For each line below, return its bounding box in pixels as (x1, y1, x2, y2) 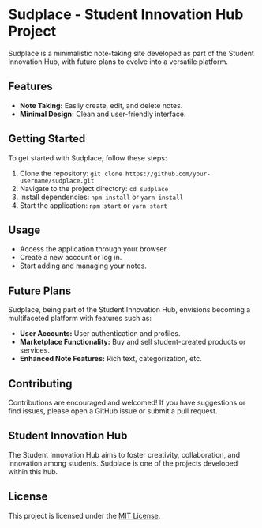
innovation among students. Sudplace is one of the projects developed (8, 458, 238, 468)
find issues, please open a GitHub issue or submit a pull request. (8, 406, 218, 416)
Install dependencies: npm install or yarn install (19, 192, 184, 202)
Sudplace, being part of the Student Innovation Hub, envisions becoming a (8, 305, 251, 315)
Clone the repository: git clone (19, 168, 122, 178)
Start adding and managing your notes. (19, 261, 148, 270)
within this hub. (8, 466, 58, 476)
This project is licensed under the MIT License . (8, 511, 161, 520)
